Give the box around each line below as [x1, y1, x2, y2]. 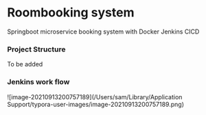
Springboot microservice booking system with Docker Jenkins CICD [7, 27, 200, 36]
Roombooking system [7, 5, 135, 21]
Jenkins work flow [7, 77, 70, 87]
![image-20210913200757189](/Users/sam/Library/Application [7, 92, 183, 101]
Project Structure [7, 44, 66, 54]
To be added [7, 60, 43, 68]
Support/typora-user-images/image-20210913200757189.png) [7, 100, 184, 108]
